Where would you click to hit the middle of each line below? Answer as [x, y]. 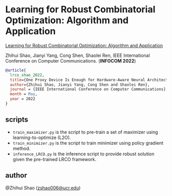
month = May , [24, 94]
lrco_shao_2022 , [27, 75]
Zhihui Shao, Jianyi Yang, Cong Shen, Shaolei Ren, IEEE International [78, 55]
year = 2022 [23, 99]
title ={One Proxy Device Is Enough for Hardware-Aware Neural [78, 80]
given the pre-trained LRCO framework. [55, 159]
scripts [17, 120]
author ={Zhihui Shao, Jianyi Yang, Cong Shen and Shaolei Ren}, [80, 85]
